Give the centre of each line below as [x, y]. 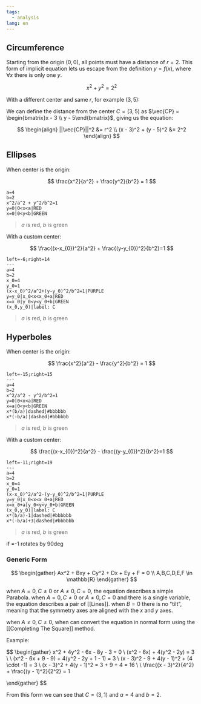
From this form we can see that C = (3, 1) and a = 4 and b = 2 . [84, 694]
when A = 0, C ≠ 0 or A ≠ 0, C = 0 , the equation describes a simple [90, 591]
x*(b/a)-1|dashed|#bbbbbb [39, 516]
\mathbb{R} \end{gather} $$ [102, 579]
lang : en [17, 23]
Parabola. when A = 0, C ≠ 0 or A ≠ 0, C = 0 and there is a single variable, [98, 597]
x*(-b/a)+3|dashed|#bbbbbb [40, 521]
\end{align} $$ [102, 136]
